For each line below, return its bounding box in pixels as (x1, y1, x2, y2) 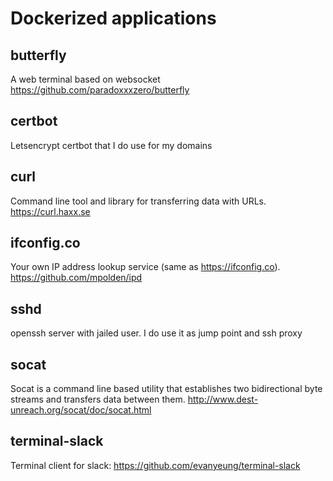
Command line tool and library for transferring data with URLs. (10, 195, 267, 207)
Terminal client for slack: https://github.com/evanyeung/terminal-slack (10, 459, 301, 471)
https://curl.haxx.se (10, 205, 91, 217)
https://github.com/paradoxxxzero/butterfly (10, 84, 190, 96)
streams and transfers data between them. (10, 393, 186, 406)
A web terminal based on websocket (10, 73, 161, 85)
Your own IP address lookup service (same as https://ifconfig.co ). (10, 261, 281, 273)
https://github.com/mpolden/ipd (10, 272, 143, 284)
